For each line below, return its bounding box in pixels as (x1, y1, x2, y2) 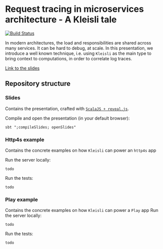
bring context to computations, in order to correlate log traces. (5, 55, 132, 61)
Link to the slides (5, 65, 40, 71)
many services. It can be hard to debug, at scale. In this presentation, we (5, 45, 153, 51)
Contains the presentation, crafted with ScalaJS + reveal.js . (5, 105, 129, 112)
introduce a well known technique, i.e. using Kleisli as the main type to (5, 50, 152, 56)
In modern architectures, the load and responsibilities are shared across (5, 40, 152, 45)
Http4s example (5, 136, 44, 143)
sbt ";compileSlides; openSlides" (5, 124, 77, 129)
